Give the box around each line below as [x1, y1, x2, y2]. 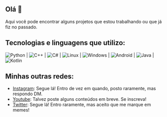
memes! [12, 107, 30, 113]
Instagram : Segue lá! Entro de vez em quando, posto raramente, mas [12, 86, 156, 92]
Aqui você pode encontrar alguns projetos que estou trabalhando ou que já [5, 18, 162, 24]
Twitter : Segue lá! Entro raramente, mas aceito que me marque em [12, 102, 151, 108]
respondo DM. [12, 91, 43, 97]
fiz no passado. [5, 24, 38, 30]
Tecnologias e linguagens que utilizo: [5, 38, 126, 47]
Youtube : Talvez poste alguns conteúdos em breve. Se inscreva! [12, 96, 147, 102]
